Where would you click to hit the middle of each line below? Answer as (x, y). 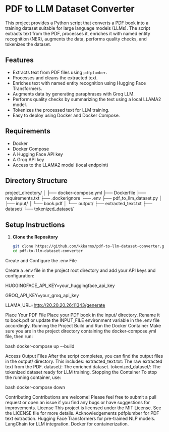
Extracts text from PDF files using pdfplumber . (60, 72)
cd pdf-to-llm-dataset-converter (48, 251)
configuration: (20, 275)
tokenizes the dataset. (28, 44)
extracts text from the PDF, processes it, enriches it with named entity (78, 33)
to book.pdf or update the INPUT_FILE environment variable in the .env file (82, 320)
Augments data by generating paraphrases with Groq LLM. (73, 93)
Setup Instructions (35, 225)
